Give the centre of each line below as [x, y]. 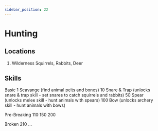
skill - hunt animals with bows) [35, 105]
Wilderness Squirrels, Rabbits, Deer [47, 63]
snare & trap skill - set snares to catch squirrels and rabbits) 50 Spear [74, 95]
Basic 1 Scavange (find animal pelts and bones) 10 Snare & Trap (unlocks [77, 90]
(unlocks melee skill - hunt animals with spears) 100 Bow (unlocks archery [79, 100]
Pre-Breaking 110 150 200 [30, 115]
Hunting [21, 33]
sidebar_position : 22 [26, 9]
